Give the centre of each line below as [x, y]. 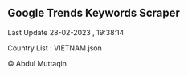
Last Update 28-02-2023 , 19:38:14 [66, 32]
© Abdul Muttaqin [37, 63]
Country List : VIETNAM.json [55, 48]
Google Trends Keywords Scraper [94, 13]
